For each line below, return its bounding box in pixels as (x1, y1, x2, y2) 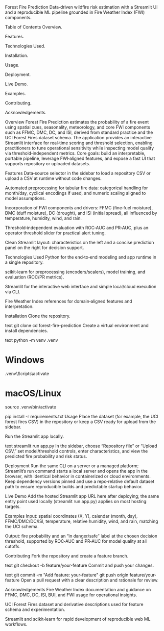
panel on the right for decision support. (5, 245, 84, 251)
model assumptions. (5, 196, 46, 201)
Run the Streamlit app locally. (5, 433, 64, 439)
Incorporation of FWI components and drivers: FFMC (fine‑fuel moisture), (5, 205, 153, 210)
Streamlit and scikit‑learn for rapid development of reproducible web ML (5, 616, 151, 622)
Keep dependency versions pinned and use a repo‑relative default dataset (5, 478, 155, 484)
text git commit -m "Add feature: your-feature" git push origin (5, 572, 129, 578)
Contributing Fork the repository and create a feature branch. (5, 553, 129, 558)
